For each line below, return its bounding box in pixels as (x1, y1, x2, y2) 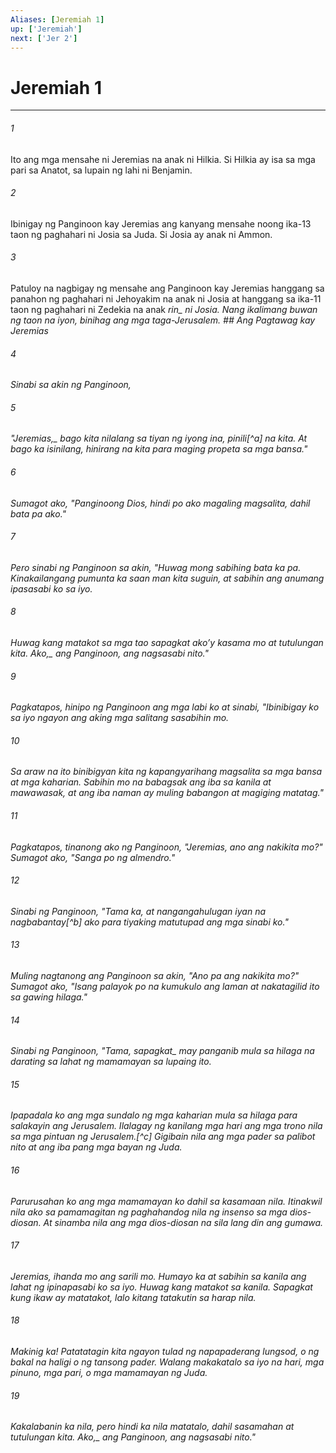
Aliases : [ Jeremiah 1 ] (10, 14, 105, 25)
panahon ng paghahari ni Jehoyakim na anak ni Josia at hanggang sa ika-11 (10, 292, 322, 305)
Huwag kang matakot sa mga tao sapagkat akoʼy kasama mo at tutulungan (10, 636, 324, 648)
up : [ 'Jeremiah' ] (10, 24, 83, 34)
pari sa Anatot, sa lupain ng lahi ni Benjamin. (10, 164, 193, 176)
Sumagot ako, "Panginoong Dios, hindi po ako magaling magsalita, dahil (10, 497, 311, 509)
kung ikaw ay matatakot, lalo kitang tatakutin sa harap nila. (10, 1291, 257, 1303)
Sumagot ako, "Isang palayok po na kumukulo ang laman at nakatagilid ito (10, 980, 320, 992)
